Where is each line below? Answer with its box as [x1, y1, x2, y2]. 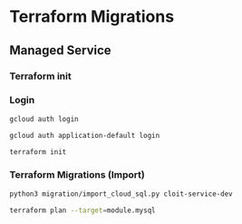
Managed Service [9, 43, 111, 58]
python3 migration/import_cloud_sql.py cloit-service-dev [9, 189, 233, 199]
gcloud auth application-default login [9, 131, 160, 140]
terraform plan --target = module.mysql [9, 206, 156, 215]
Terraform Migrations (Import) [9, 169, 145, 181]
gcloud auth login [9, 114, 79, 123]
